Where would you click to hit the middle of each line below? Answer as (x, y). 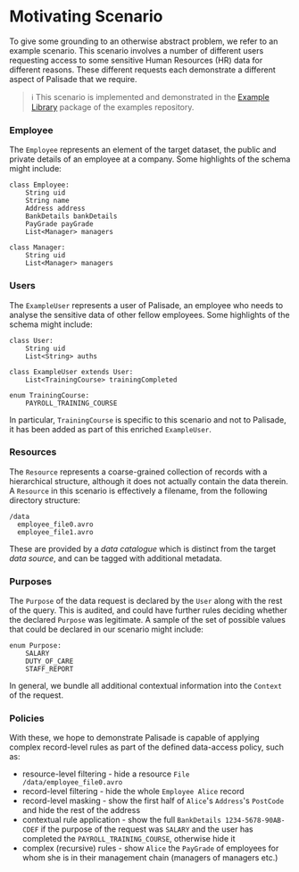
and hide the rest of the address (81, 810)
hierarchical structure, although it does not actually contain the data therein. (149, 481)
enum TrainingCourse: (50, 395)
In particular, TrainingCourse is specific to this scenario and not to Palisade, (148, 419)
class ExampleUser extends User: (71, 372)
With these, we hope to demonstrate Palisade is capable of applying (135, 738)
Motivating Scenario (86, 17)
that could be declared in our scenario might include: (106, 629)
